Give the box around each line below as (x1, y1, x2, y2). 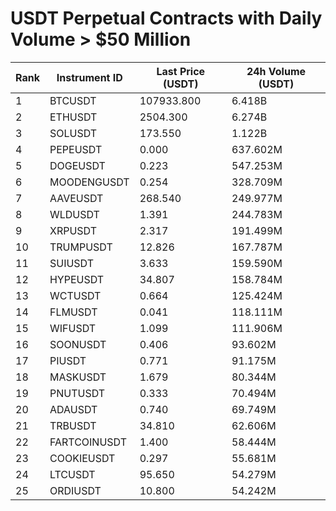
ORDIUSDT (49, 483, 102, 497)
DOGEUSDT (49, 158, 106, 172)
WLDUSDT (49, 207, 100, 221)
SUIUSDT (49, 256, 95, 270)
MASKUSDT (49, 370, 107, 384)
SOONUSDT (49, 337, 107, 351)
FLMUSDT (49, 305, 98, 319)
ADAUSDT (49, 402, 98, 416)
